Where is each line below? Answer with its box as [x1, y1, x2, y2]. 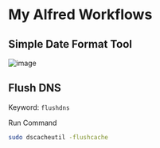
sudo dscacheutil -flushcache [8, 133, 109, 141]
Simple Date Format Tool [8, 37, 133, 51]
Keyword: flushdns [8, 102, 70, 112]
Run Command [8, 118, 57, 127]
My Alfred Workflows [8, 6, 153, 24]
